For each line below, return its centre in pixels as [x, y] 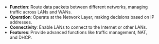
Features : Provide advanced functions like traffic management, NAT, [78, 32]
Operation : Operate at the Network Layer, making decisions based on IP [82, 17]
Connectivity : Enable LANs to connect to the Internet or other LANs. [78, 27]
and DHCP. [21, 37]
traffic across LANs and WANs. [41, 12]
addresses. [21, 22]
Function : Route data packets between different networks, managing [79, 7]
